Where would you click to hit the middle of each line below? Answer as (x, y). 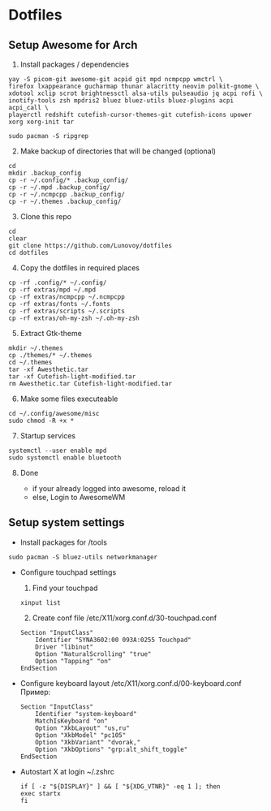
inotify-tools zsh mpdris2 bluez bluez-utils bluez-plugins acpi (121, 101)
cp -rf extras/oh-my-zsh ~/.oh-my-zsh (74, 318)
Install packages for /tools (64, 542)
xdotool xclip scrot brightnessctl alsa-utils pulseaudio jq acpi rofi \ (136, 93)
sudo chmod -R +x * (41, 421)
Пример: (35, 692)
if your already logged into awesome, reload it (109, 488)
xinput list (40, 602)
